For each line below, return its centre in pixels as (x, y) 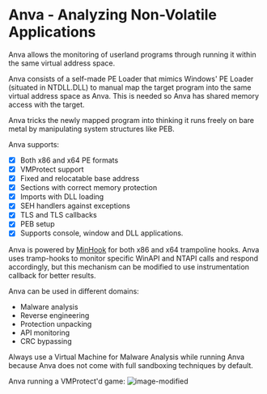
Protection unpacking (56, 324)
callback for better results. (52, 275)
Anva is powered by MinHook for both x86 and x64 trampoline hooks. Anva (134, 249)
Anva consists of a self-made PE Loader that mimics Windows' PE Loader (131, 78)
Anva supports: (34, 144)
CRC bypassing (46, 341)
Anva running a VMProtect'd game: (67, 381)
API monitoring (45, 333)
